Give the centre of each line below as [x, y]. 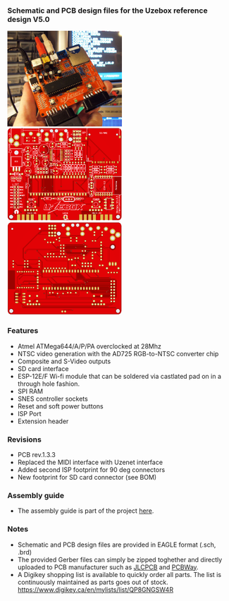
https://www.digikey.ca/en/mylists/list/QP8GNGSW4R [95, 589]
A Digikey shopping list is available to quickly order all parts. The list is [119, 574]
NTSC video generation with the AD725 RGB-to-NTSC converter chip [118, 353]
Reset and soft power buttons [60, 406]
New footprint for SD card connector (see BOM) [87, 477]
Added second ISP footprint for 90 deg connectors [91, 469]
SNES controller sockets [52, 399]
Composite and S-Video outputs [64, 361]
